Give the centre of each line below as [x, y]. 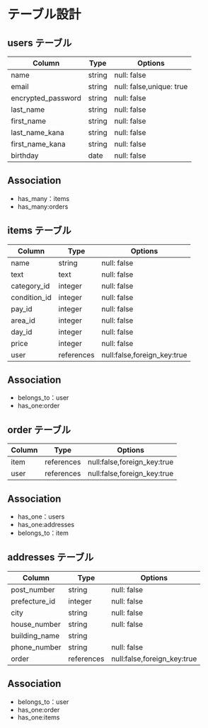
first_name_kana [38, 144]
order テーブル [39, 430]
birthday [25, 155]
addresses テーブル [51, 557]
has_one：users [41, 516]
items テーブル [40, 231]
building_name [35, 635]
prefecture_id [33, 601]
